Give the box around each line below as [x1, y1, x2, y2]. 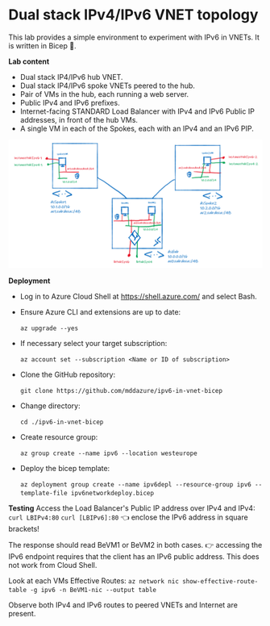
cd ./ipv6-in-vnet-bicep [19, 418, 104, 426]
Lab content [8, 56, 50, 66]
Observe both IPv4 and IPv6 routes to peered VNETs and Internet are [8, 599, 238, 610]
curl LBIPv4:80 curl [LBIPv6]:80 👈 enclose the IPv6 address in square [8, 512, 248, 522]
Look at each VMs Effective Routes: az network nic [8, 575, 180, 586]
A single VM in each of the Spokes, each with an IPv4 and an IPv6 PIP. [19, 123, 254, 133]
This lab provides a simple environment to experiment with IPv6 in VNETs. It [8, 32, 260, 42]
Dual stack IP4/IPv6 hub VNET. [19, 72, 123, 81]
